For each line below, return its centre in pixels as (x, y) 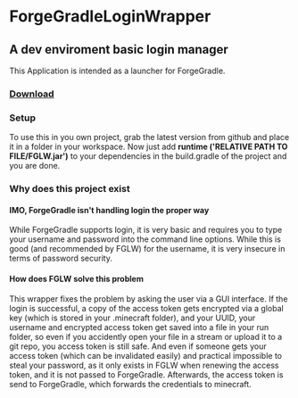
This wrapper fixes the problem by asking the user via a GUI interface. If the (149, 298)
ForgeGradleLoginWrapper (110, 17)
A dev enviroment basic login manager (119, 50)
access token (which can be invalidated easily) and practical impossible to (146, 355)
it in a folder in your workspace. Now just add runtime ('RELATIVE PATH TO (149, 147)
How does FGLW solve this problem (77, 278)
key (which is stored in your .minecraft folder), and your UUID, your (132, 318)
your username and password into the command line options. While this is (145, 239)
